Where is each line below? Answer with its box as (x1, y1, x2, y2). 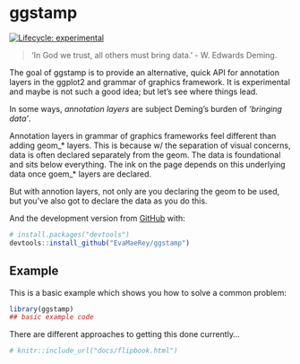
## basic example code (9, 313, 94, 322)
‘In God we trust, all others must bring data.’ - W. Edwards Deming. (30, 49, 278, 60)
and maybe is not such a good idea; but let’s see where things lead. (9, 86, 258, 97)
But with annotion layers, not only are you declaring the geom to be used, (9, 186, 280, 196)
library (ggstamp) (9, 304, 74, 314)
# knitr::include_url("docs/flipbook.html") (9, 346, 178, 356)
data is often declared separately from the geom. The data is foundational (9, 149, 281, 160)
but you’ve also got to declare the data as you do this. (9, 195, 208, 206)
